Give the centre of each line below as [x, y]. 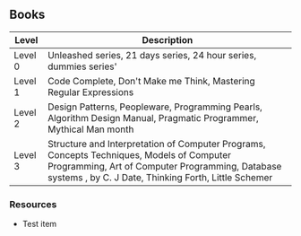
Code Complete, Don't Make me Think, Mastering [151, 81]
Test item [39, 224]
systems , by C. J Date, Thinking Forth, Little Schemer [160, 177]
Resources [33, 204]
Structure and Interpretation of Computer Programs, [157, 144]
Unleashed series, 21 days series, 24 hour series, [152, 55]
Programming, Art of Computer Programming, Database [165, 166]
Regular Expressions [91, 92]
